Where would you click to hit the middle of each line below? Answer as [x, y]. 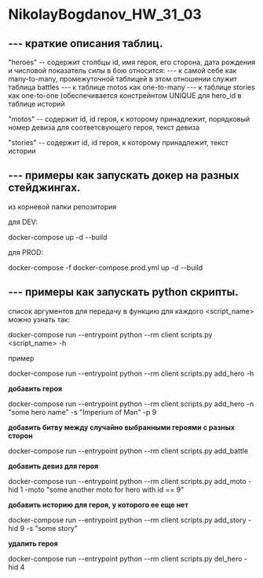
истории [22, 151]
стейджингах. [44, 188]
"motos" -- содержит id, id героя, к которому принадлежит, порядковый [129, 119]
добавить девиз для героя [53, 466]
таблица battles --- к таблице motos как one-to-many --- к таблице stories [131, 87]
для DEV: [23, 222]
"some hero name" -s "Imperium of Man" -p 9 [82, 412]
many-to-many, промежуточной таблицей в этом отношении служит [123, 79]
